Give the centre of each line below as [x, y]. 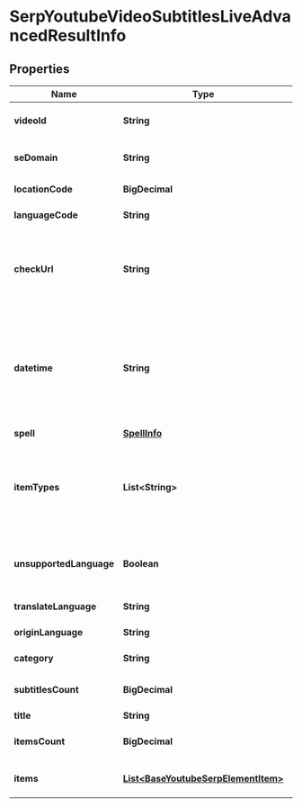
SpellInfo [142, 433]
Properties [40, 69]
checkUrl [34, 269]
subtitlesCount [46, 690]
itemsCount [40, 741]
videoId [30, 121]
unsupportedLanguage [64, 564]
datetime [33, 368]
